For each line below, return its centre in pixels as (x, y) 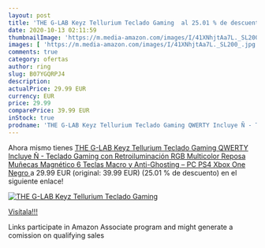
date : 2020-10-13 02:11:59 (52, 30)
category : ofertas (38, 60)
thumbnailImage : (35, 37)
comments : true (33, 52)
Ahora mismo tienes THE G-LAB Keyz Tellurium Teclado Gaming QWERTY (128, 147)
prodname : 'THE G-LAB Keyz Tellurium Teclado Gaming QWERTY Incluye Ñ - (130, 125)
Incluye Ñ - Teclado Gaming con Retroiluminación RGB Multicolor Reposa (127, 156)
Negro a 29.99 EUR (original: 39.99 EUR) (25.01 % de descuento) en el (123, 172)
